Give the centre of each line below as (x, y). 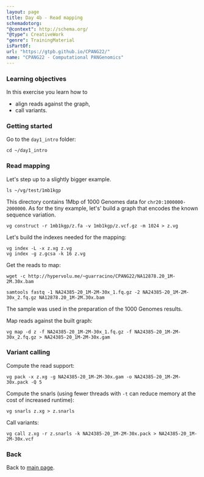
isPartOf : (19, 46)
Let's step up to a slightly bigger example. (59, 179)
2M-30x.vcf (20, 439)
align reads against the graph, (52, 104)
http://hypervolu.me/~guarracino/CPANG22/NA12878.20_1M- (102, 276)
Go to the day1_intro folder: (41, 139)
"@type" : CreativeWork (35, 35)
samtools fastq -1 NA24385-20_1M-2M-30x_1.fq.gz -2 (73, 292)
